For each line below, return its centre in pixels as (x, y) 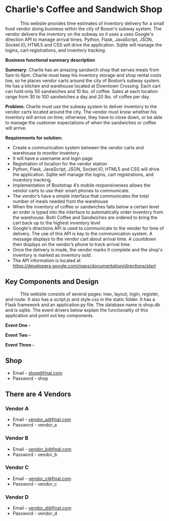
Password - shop (30, 378)
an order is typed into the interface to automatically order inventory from (88, 212)
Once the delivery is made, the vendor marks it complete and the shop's (88, 249)
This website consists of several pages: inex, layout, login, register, (90, 294)
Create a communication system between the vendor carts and (78, 147)
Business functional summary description (50, 60)
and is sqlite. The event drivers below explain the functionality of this (77, 310)
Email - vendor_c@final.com (42, 479)
